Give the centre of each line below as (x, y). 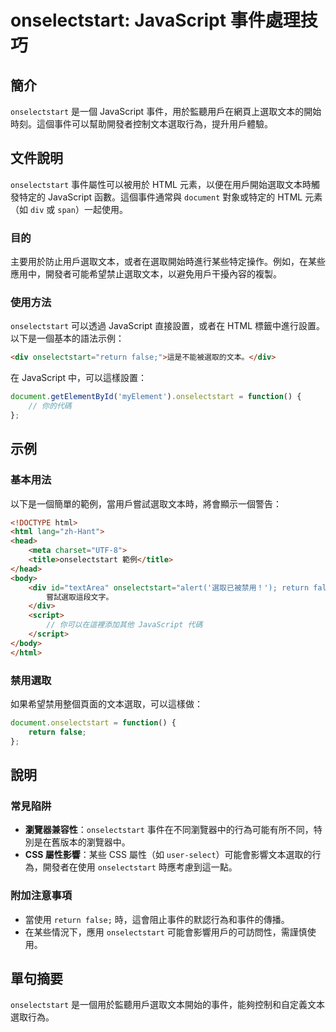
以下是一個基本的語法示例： (67, 338)
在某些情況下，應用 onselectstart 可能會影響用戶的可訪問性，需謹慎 (166, 932)
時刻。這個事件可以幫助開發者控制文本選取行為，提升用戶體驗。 (141, 124)
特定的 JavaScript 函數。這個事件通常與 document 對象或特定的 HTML (160, 197)
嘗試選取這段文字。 (80, 597)
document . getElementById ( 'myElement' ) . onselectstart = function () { (156, 397)
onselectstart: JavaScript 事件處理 (155, 20)
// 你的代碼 (50, 406)
